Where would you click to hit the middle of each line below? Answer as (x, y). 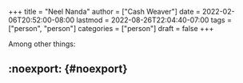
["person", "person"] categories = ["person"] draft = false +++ (111, 28)
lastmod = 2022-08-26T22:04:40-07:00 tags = (154, 20)
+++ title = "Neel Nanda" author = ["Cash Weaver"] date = (105, 12)
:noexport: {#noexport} (68, 69)
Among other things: (42, 44)
